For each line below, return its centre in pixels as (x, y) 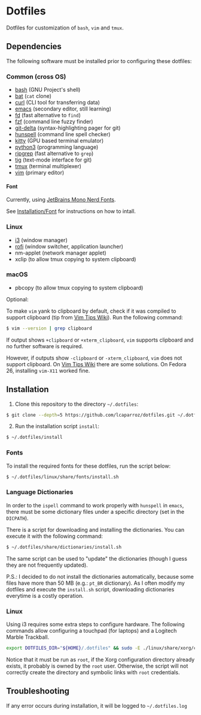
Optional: (17, 299)
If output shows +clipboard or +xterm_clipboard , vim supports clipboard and (100, 340)
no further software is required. (45, 346)
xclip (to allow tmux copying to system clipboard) (75, 259)
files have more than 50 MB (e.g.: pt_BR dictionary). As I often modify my (96, 583)
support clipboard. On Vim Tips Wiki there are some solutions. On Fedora (96, 364)
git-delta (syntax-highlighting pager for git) (68, 128)
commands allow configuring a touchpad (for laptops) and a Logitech (92, 630)
